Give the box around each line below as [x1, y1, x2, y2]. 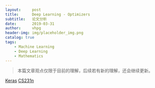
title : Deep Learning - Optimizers [5, 12, 91, 17]
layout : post [5, 7, 41, 12]
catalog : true [5, 35, 35, 40]
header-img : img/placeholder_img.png [5, 30, 84, 35]
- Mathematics [14, 53, 43, 59]
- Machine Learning [14, 44, 55, 49]
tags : [5, 40, 16, 45]
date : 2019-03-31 [5, 21, 55, 26]
